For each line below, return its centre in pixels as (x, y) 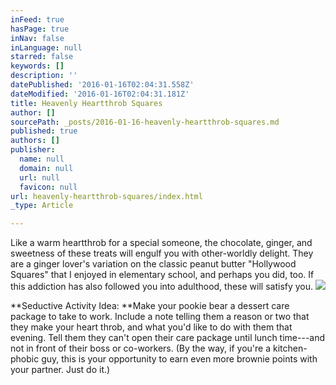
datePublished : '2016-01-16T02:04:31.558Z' (102, 85)
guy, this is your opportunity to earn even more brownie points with (179, 359)
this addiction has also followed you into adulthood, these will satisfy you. (162, 287)
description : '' (44, 76)
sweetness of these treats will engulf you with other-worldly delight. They (162, 253)
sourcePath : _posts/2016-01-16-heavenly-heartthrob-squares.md (145, 122)
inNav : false (37, 38)
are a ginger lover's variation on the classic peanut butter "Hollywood (153, 264)
